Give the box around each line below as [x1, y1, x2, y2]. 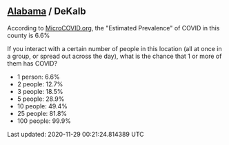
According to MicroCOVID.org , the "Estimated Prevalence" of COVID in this [7, 23, 220, 32]
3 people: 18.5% [17, 87, 63, 95]
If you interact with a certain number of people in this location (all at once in [7, 44, 222, 52]
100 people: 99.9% [17, 117, 71, 125]
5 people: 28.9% [17, 95, 65, 103]
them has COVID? [7, 59, 57, 68]
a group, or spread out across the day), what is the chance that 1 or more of [7, 52, 222, 60]
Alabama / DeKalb [7, 6, 86, 17]
